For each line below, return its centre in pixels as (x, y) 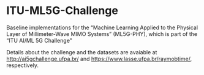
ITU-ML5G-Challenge (62, 11)
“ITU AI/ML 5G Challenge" (39, 40)
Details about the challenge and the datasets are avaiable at (82, 52)
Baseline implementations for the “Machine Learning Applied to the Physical (102, 27)
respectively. (22, 65)
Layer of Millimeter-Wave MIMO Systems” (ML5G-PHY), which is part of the (102, 34)
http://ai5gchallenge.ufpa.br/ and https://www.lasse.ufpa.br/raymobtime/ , (99, 59)
